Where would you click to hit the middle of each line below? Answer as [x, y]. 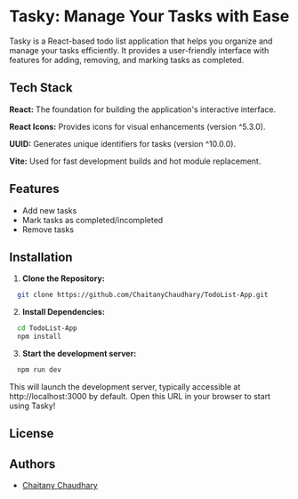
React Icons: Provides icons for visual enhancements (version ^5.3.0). [137, 126]
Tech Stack [41, 88]
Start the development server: [79, 354]
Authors [32, 464]
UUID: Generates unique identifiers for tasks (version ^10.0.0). [123, 143]
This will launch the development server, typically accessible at [125, 386]
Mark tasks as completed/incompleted [93, 220]
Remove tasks [48, 229]
